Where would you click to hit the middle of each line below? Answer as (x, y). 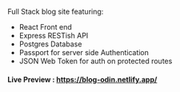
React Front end (46, 27)
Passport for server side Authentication (84, 52)
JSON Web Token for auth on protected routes (96, 61)
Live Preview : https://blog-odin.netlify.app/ (82, 79)
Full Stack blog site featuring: (56, 12)
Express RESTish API (54, 36)
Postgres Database (50, 44)
